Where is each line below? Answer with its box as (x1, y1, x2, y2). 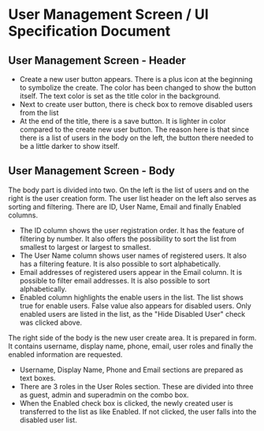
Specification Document (8, 22, 171, 40)
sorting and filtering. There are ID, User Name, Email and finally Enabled (8, 202, 242, 211)
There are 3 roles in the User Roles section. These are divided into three (19, 381, 254, 391)
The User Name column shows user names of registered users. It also (19, 251, 247, 260)
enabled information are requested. (8, 349, 123, 359)
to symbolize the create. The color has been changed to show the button (19, 83, 256, 92)
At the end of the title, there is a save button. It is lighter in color (19, 117, 226, 125)
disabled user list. (19, 415, 77, 425)
